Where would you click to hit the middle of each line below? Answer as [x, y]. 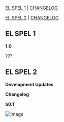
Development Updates [29, 84]
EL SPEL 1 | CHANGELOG [32, 8]
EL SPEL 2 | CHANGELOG [32, 18]
